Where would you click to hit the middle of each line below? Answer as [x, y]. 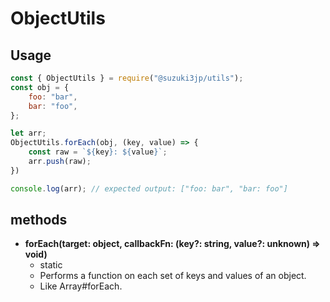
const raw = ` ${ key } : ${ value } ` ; [98, 152]
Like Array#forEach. [81, 286]
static [51, 265]
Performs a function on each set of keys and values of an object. [173, 276]
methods [39, 220]
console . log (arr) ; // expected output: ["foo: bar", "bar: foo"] [149, 188]
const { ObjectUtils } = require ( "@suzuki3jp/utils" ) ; [127, 78]
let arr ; [28, 133]
